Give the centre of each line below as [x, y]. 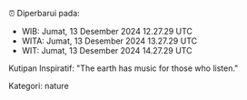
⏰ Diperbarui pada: [44, 13]
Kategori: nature [39, 86]
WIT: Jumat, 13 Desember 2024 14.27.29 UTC [107, 50]
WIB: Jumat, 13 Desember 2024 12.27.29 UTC [107, 31]
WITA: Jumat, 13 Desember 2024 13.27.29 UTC [109, 41]
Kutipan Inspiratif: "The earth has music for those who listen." [123, 68]
